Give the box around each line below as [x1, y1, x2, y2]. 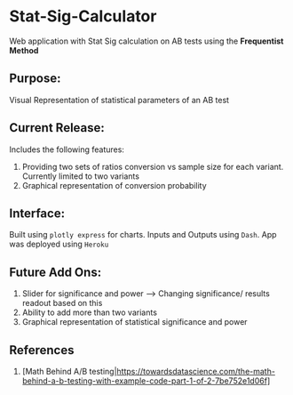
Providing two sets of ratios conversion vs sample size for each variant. [21, 161, 284, 172]
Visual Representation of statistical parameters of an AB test [9, 94, 229, 105]
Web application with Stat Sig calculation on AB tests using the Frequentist [9, 36, 284, 46]
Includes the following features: [9, 144, 124, 155]
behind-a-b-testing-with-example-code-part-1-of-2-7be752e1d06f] [21, 375, 271, 386]
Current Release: [9, 120, 105, 135]
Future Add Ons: [9, 264, 102, 279]
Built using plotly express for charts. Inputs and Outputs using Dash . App [9, 230, 277, 240]
